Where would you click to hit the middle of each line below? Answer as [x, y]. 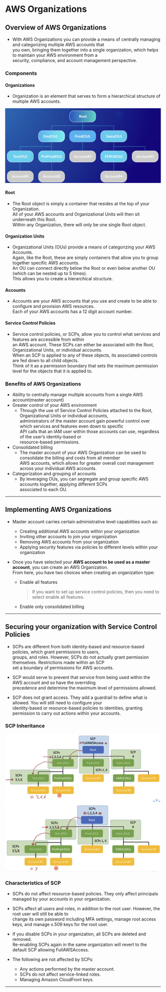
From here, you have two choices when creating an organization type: [83, 572]
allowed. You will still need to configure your [57, 702]
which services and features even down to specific [71, 426]
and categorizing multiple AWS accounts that [58, 45]
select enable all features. [58, 597]
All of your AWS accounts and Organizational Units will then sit [76, 214]
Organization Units [25, 236]
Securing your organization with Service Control [81, 627]
